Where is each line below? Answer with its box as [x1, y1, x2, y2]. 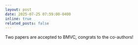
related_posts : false [5, 21, 49, 26]
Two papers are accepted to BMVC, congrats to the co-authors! [5, 34, 134, 40]
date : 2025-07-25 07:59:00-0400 [5, 12, 71, 17]
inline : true [5, 16, 32, 21]
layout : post [5, 7, 32, 12]
